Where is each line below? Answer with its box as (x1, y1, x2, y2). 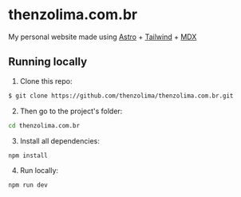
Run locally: (19, 166, 58, 175)
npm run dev (8, 181, 48, 189)
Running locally (8, 55, 88, 69)
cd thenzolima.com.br (8, 121, 81, 129)
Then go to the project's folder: (19, 106, 123, 116)
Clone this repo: (19, 76, 73, 85)
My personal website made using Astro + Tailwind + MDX (8, 32, 197, 41)
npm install (8, 152, 48, 160)
